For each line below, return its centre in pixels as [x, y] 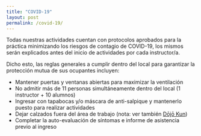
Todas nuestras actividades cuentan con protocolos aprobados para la [94, 40]
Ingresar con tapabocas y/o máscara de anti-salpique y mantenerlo [98, 101]
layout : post [23, 17]
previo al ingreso [36, 127]
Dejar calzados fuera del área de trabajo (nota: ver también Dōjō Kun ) [101, 114]
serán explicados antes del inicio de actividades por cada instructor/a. [93, 53]
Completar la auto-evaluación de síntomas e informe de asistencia [97, 120]
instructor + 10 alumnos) [45, 95]
